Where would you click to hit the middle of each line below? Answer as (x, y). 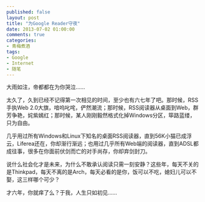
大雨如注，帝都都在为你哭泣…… (46, 87)
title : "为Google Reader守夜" (43, 23)
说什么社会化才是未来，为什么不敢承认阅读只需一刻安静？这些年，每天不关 (100, 164)
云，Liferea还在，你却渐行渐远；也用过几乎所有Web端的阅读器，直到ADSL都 (103, 144)
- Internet (20, 63)
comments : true (26, 35)
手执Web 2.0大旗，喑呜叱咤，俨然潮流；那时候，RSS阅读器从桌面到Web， (100, 108)
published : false (28, 12)
